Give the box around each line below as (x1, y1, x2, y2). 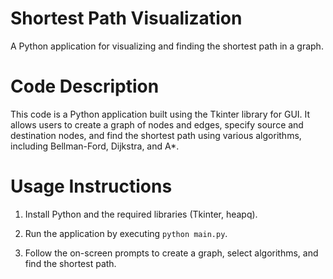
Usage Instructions (10, 175, 173, 198)
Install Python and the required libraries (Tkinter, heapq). (24, 208, 258, 220)
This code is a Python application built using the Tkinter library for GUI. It (10, 108, 311, 120)
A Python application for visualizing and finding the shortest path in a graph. (10, 40, 324, 52)
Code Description (10, 75, 160, 98)
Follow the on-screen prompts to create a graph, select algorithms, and (24, 247, 319, 259)
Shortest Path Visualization (10, 7, 243, 30)
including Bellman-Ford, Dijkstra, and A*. (10, 140, 180, 152)
